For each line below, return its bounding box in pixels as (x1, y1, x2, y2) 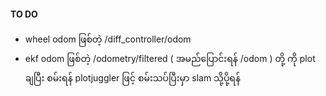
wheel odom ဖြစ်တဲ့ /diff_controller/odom (24, 33, 192, 45)
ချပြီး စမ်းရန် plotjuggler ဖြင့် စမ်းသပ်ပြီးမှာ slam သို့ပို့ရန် (24, 72, 241, 84)
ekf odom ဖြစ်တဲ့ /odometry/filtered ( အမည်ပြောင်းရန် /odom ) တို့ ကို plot (24, 53, 316, 65)
